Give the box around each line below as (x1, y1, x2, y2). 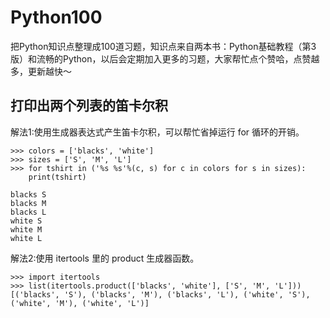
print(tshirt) (28, 172, 87, 182)
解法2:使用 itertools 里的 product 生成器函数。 (10, 252, 200, 264)
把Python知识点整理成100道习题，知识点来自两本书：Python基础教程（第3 (10, 40, 317, 52)
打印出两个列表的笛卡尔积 (10, 97, 168, 115)
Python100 (10, 6, 103, 29)
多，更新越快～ (10, 65, 72, 77)
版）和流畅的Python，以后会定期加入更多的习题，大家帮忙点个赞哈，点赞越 (10, 52, 320, 65)
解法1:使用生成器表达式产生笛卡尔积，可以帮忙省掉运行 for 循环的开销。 (10, 126, 305, 138)
